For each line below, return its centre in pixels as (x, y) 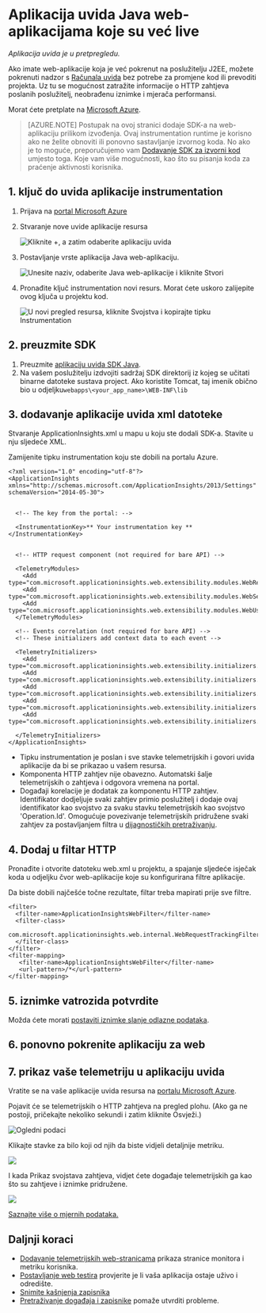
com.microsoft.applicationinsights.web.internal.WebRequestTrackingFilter (134, 935)
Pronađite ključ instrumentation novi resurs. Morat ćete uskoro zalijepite (137, 288)
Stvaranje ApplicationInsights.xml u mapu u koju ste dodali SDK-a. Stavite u (131, 433)
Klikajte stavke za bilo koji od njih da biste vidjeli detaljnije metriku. (116, 1146)
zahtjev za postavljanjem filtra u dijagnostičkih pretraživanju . (118, 825)
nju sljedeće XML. (38, 442)
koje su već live (148, 31)
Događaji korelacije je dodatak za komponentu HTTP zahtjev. (119, 791)
